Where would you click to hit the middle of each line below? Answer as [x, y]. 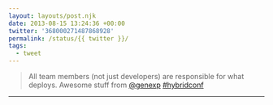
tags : [17, 46]
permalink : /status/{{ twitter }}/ [69, 38]
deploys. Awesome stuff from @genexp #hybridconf [116, 85]
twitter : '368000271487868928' [61, 31]
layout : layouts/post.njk [52, 16]
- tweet [29, 53]
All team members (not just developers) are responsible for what [136, 76]
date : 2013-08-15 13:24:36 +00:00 [67, 23]
